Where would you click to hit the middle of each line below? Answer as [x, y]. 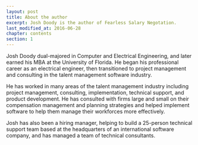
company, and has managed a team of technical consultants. [81, 136]
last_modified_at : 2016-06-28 [44, 28]
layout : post [22, 12]
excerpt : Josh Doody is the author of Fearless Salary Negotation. [92, 22]
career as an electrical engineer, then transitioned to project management [96, 68]
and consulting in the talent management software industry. [79, 75]
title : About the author [37, 17]
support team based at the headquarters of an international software [90, 129]
